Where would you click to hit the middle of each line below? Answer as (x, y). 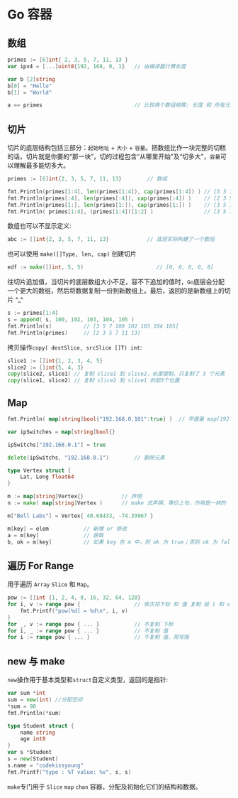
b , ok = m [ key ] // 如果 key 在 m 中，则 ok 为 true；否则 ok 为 (113, 542)
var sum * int (27, 694)
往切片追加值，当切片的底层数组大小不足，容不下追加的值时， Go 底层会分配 (116, 282)
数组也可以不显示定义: (40, 226)
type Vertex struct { (39, 470)
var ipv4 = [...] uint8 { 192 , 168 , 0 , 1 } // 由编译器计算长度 (97, 66)
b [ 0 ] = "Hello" (30, 86)
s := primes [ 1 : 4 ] (33, 313)
